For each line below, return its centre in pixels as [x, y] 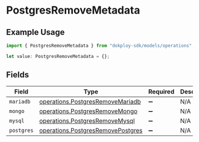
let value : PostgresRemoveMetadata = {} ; [58, 56]
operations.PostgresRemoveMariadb [90, 101]
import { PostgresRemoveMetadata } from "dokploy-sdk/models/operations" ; [100, 46]
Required [161, 91]
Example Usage [36, 32]
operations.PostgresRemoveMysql [87, 121]
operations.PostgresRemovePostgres [91, 130]
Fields [18, 75]
